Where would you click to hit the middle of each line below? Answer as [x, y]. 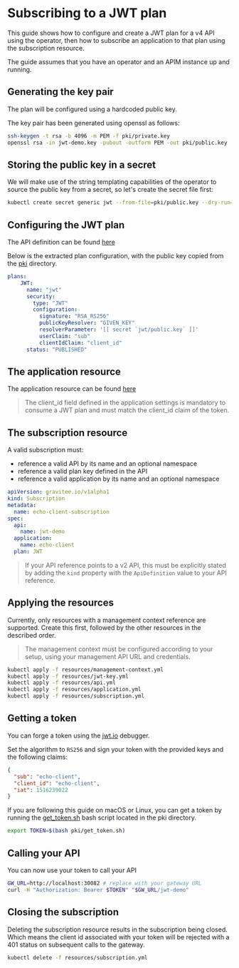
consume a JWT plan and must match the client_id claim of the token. [127, 410]
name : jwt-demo [43, 532]
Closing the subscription [63, 912]
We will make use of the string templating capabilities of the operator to [112, 182]
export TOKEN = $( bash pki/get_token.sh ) [67, 831]
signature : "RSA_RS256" [74, 316]
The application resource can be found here [72, 389]
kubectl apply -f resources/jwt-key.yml [68, 676]
